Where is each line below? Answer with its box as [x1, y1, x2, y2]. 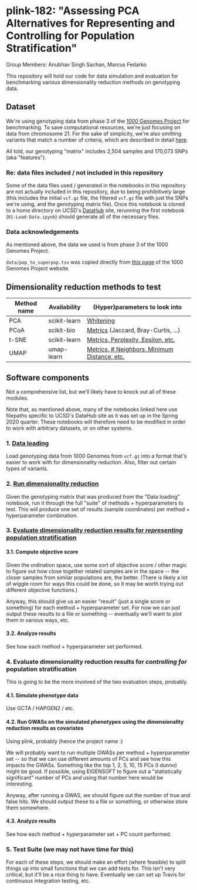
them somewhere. [6, 804, 50, 811]
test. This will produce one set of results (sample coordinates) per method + [6, 505, 190, 512]
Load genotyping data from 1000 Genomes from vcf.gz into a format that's [6, 452, 187, 459]
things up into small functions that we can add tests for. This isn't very [6, 865, 176, 872]
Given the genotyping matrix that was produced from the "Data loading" [6, 493, 180, 500]
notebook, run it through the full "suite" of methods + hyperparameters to [6, 499, 184, 506]
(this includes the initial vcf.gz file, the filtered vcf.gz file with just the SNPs [6, 194, 189, 201]
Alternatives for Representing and [6, 16, 175, 30]
